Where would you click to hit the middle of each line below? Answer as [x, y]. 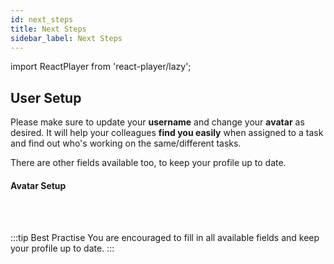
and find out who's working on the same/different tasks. [126, 143]
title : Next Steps [48, 29]
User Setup [46, 97]
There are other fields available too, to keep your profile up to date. [148, 163]
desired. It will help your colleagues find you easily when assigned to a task [167, 133]
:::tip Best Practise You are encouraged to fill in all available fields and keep [165, 238]
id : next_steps [42, 19]
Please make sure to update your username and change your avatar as [157, 122]
